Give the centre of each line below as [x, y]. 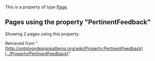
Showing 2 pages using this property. [42, 34]
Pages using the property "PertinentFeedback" [78, 22]
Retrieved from [20, 43]
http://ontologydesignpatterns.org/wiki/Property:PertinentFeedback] [75, 48]
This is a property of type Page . [37, 7]
